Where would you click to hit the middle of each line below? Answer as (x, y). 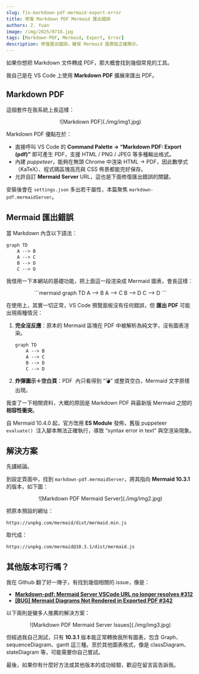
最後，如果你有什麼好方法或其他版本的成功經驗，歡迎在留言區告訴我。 (93, 665)
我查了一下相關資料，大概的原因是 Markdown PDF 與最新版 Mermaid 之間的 (99, 402)
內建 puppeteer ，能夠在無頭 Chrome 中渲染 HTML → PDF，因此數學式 (101, 161)
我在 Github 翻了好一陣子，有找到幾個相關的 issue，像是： (78, 582)
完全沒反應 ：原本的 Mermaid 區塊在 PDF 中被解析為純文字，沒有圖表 (99, 325)
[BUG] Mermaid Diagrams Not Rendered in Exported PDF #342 (94, 600)
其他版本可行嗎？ (38, 567)
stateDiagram (23, 652)
